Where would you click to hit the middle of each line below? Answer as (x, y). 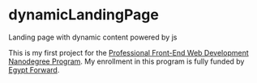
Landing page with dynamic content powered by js (93, 37)
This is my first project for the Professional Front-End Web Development (128, 52)
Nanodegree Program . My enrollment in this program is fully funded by (126, 61)
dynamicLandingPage (84, 15)
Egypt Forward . (34, 69)
